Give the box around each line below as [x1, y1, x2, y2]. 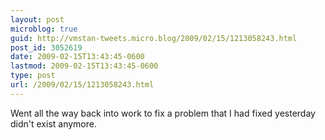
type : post [10, 71, 56, 81]
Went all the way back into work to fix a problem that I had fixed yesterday [10, 107, 316, 119]
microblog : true [10, 24, 78, 34]
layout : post [10, 14, 65, 25]
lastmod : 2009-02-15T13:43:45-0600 [10, 61, 159, 71]
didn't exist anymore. [10, 117, 97, 130]
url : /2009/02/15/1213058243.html [10, 80, 155, 90]
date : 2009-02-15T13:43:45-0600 [10, 52, 145, 62]
